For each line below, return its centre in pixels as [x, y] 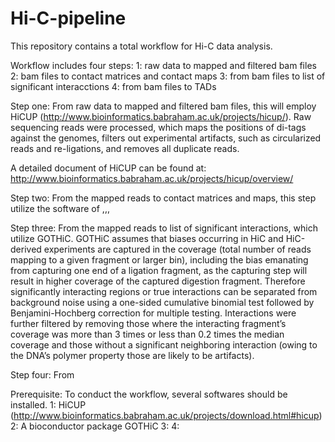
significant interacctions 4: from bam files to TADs [113, 86]
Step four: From [42, 374]
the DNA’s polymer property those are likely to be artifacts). [132, 355]
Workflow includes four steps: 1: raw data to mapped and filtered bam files [163, 65]
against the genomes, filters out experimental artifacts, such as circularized [166, 138]
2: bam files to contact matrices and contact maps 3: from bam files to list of [168, 76]
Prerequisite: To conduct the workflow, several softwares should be [149, 394]
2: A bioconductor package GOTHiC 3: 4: [95, 426]
